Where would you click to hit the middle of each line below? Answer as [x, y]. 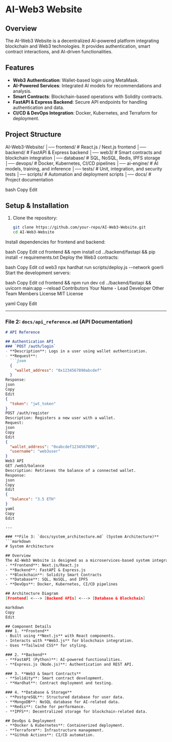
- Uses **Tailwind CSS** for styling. [47, 645]
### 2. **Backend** [26, 655]
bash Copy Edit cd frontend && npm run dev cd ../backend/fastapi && [78, 283]
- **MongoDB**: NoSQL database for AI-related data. [63, 702]
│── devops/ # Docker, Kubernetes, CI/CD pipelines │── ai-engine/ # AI [82, 163]
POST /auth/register [27, 413]
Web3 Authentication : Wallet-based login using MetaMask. [76, 80]
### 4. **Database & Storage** [39, 692]
